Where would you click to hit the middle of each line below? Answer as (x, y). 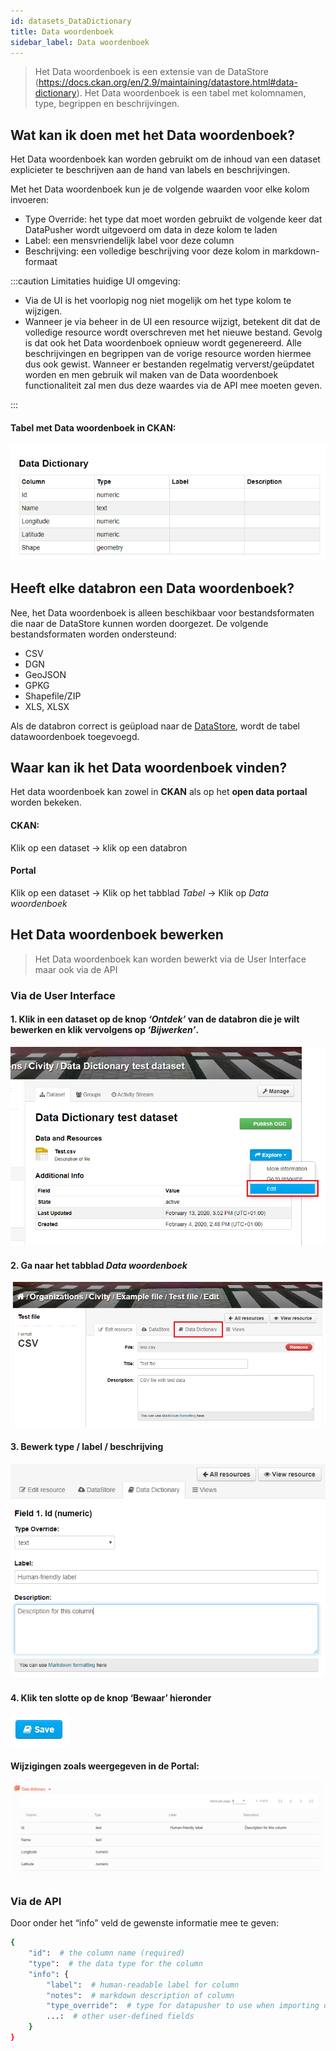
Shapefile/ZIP (53, 696)
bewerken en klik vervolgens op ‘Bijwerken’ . (105, 1030)
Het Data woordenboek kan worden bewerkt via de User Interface (170, 959)
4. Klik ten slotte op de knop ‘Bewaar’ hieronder (111, 1697)
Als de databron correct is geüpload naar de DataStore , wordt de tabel (155, 726)
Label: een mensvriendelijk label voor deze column (129, 241)
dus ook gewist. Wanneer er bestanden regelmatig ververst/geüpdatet (169, 364)
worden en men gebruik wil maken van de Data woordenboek (151, 375)
